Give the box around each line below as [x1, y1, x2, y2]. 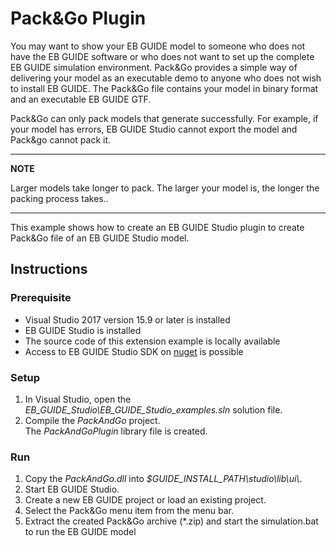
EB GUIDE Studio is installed [24, 324, 142, 336]
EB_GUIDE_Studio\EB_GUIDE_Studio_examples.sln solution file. [24, 403, 283, 416]
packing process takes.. [10, 192, 109, 204]
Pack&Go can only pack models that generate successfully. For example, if [10, 112, 319, 124]
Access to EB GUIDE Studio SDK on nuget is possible [24, 345, 244, 357]
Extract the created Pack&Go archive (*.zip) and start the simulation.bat [24, 515, 319, 527]
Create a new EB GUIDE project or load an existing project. [24, 494, 267, 506]
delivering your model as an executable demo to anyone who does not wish [10, 72, 322, 84]
